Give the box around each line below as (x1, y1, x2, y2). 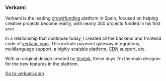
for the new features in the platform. (5, 61, 79, 67)
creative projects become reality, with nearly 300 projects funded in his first (5, 20, 161, 26)
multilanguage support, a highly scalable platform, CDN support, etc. (5, 46, 146, 52)
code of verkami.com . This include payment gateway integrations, (5, 41, 141, 47)
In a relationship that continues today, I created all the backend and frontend (5, 35, 162, 41)
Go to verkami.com (5, 71, 44, 77)
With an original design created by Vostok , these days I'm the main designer (5, 56, 162, 62)
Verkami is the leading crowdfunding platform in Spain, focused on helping (5, 15, 158, 21)
